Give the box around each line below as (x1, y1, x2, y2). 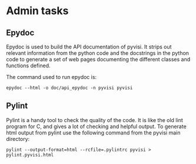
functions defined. (6, 62, 51, 69)
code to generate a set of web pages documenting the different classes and (6, 56, 191, 63)
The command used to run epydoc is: (6, 74, 97, 80)
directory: (6, 135, 30, 142)
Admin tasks (6, 4, 69, 18)
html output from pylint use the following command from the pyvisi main (6, 129, 181, 136)
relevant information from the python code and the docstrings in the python (6, 50, 190, 57)
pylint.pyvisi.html (6, 152, 54, 158)
